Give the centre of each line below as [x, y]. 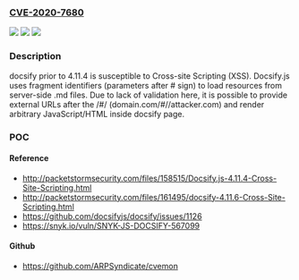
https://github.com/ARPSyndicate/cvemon [100, 266]
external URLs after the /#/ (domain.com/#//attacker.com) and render [137, 104]
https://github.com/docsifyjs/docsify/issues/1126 [112, 216]
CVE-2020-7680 [47, 13]
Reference [29, 158]
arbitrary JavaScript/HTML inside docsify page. [97, 114]
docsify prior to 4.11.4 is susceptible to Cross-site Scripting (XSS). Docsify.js [149, 76]
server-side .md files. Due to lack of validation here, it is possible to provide [149, 95]
